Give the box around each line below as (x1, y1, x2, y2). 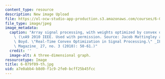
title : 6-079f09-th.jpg (5, 62, 54, 67)
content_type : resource (5, 7, 54, 12)
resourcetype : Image (5, 57, 48, 62)
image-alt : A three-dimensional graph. (9, 53, 91, 58)
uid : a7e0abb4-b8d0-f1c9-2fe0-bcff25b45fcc (5, 67, 96, 72)
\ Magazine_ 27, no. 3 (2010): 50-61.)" (14, 44, 98, 49)
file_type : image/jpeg (5, 21, 52, 26)
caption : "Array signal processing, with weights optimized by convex (9, 30, 157, 35)
